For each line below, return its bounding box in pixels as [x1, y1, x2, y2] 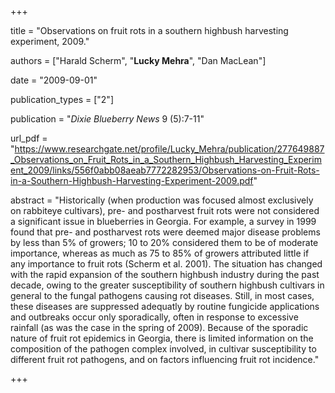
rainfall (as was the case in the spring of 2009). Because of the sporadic [10, 322, 309, 333]
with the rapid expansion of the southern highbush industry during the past [10, 269, 320, 280]
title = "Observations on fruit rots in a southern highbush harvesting [10, 25, 289, 36]
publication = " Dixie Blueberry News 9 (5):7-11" [10, 113, 205, 125]
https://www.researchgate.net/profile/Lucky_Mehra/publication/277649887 [14, 143, 325, 155]
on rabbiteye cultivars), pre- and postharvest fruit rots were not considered [10, 205, 320, 216]
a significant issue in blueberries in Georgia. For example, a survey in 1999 [10, 216, 317, 227]
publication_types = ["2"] [10, 94, 114, 105]
